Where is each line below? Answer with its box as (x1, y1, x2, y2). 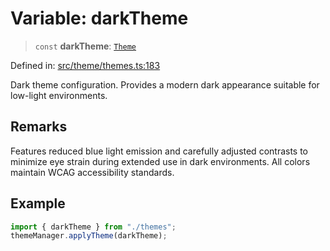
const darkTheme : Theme (34, 40, 137, 52)
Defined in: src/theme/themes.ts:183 (10, 59, 161, 71)
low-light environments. (10, 89, 108, 101)
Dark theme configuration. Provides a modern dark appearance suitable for (10, 78, 320, 91)
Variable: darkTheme (10, 7, 189, 30)
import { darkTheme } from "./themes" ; (10, 222, 177, 232)
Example (10, 195, 66, 212)
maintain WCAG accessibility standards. (10, 166, 175, 178)
